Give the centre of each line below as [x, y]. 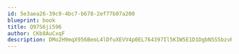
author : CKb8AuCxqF [36, 33]
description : [27, 40]
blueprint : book [31, 20]
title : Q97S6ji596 [34, 27]
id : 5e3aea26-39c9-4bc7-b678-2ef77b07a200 [71, 14]
